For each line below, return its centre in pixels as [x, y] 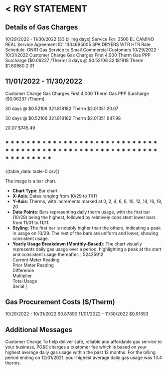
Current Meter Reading [36, 259]
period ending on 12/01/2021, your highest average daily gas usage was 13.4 [83, 357]
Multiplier [22, 275]
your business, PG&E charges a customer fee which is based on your [76, 347]
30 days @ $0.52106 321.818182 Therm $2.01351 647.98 [63, 118]
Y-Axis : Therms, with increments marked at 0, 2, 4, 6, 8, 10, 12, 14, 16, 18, [87, 201]
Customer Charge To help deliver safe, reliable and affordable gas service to [83, 342]
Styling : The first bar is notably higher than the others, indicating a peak [86, 227]
